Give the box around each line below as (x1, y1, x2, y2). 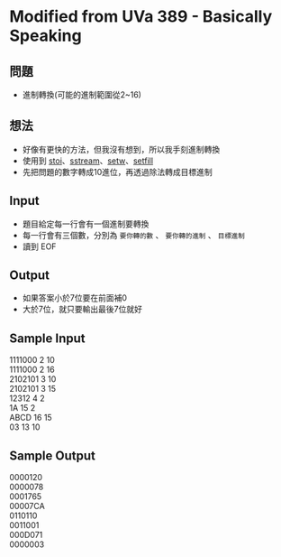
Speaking (9, 25, 83, 46)
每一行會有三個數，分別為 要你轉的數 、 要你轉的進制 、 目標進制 (22, 229, 245, 240)
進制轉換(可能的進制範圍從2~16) (22, 89, 142, 100)
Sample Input (9, 330, 86, 346)
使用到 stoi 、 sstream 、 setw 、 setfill (22, 155, 154, 166)
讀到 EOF (22, 241, 57, 252)
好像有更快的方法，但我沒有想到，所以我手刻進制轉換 (22, 144, 221, 154)
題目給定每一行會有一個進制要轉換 (22, 218, 150, 229)
